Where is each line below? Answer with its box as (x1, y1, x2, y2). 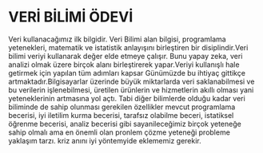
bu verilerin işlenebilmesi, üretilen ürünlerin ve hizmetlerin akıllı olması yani (8, 84, 254, 95)
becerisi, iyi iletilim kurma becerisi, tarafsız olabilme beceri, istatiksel (8, 110, 234, 120)
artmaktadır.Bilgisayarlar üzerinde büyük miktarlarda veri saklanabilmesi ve (8, 76, 255, 86)
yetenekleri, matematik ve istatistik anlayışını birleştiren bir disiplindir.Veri (8, 42, 249, 52)
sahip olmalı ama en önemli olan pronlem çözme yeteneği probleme (8, 127, 230, 137)
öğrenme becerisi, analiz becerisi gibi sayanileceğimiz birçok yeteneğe (8, 119, 241, 128)
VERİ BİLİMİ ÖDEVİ (8, 8, 133, 26)
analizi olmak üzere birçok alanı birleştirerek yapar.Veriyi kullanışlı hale (8, 60, 240, 69)
